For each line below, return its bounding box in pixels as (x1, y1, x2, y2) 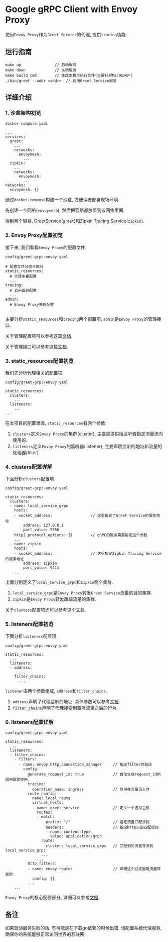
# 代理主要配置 (10, 274, 37, 279)
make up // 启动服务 (5, 62, 77, 67)
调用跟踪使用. (5, 777, 30, 782)
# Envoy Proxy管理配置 (10, 302, 54, 307)
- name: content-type (45, 829, 91, 834)
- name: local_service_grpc (10, 503, 69, 508)
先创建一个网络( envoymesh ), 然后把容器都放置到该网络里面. (5, 207, 125, 213)
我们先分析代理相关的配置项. (5, 370, 64, 376)
